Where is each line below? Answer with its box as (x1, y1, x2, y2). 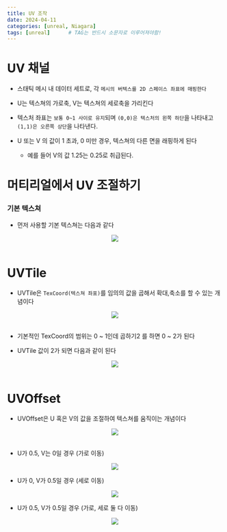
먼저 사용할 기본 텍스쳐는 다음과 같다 (16, 220, 114, 229)
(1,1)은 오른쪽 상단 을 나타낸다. (16, 122, 98, 131)
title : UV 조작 (7, 10, 48, 17)
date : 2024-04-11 (7, 16, 57, 23)
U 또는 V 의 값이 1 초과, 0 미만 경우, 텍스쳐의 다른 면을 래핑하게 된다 (16, 137, 197, 145)
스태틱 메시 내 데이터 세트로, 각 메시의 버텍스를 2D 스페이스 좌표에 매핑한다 (16, 85, 206, 93)
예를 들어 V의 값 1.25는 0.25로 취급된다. (27, 151, 134, 159)
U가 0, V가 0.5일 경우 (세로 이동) (16, 476, 105, 484)
